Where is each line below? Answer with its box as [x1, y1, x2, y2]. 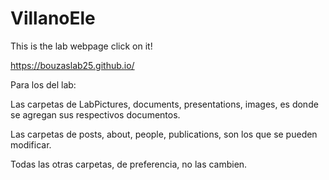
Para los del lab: [10, 78, 77, 91]
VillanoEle [10, 7, 96, 30]
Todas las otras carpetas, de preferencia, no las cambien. [10, 158, 248, 170]
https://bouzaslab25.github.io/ [10, 59, 135, 71]
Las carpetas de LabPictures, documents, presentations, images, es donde [10, 98, 319, 110]
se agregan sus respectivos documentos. [10, 108, 181, 121]
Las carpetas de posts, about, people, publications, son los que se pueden [10, 128, 318, 140]
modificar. [10, 138, 52, 151]
